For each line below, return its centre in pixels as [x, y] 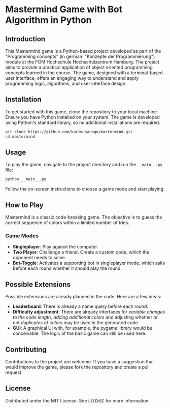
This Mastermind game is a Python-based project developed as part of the [83, 51]
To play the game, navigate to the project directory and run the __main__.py [84, 165]
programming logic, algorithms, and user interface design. [66, 83]
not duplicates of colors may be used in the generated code [75, 323]
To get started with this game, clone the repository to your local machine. [82, 112]
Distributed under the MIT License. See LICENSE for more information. [77, 400]
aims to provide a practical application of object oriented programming [79, 67]
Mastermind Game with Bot [64, 9]
